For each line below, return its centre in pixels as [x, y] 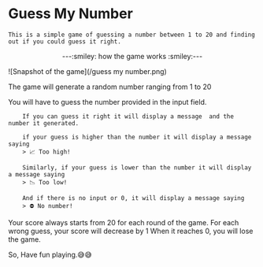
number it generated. [44, 123]
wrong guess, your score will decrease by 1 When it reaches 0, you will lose [131, 231]
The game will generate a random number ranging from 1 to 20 [110, 87]
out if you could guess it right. [65, 41]
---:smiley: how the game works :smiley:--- [132, 56]
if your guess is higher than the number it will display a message [137, 137]
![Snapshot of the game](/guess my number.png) [87, 71]
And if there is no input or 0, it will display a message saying [133, 198]
